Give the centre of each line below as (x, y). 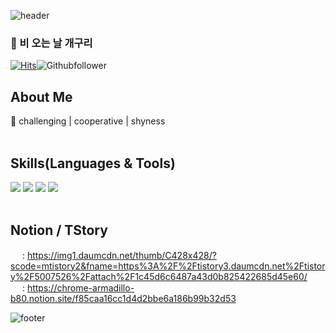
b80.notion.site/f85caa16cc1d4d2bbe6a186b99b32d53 (123, 298)
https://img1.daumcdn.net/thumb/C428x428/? (121, 255)
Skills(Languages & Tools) (93, 163)
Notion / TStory (59, 230)
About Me (41, 96)
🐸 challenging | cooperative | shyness (88, 121)
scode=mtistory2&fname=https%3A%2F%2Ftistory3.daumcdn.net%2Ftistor (168, 266)
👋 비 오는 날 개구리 (51, 43)
